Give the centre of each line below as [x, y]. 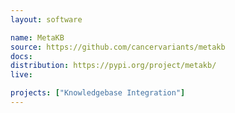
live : [21, 75]
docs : [21, 56]
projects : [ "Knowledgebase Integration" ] [98, 93]
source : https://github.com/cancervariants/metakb [118, 47]
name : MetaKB [37, 37]
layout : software [46, 19]
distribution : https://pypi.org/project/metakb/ [113, 66]
